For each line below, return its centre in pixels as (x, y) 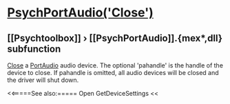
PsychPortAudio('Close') (80, 13)
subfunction (34, 49)
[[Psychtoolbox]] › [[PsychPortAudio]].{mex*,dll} (115, 38)
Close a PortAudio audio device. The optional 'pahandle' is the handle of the (115, 65)
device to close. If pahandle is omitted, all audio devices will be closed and (113, 73)
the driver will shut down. (43, 80)
